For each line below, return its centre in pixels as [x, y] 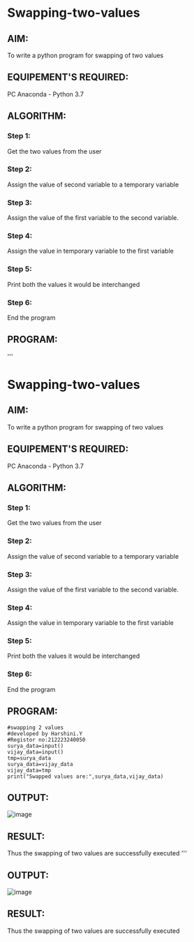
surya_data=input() [36, 746]
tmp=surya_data [29, 758]
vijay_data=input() [36, 752]
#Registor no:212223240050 [46, 739]
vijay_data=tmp [29, 770]
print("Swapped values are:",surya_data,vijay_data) [85, 777]
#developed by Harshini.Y [45, 734]
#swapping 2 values [36, 728]
